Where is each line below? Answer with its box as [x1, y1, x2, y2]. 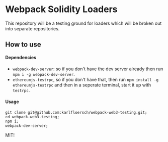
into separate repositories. [5, 25, 60, 31]
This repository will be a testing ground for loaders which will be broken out [5, 20, 162, 26]
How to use [5, 40, 41, 49]
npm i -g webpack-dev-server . [12, 71, 75, 77]
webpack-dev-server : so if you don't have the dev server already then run [12, 66, 163, 72]
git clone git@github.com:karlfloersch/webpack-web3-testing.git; [5, 110, 147, 115]
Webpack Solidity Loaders [5, 4, 118, 15]
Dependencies [5, 54, 37, 60]
